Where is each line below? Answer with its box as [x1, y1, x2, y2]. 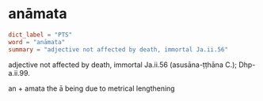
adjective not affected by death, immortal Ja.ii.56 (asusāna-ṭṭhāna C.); [8, 60, 238, 69]
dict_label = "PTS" [8, 31, 73, 39]
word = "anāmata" [8, 38, 66, 46]
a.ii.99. [8, 68, 30, 77]
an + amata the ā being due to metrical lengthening [8, 84, 176, 93]
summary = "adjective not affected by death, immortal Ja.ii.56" [8, 45, 228, 54]
